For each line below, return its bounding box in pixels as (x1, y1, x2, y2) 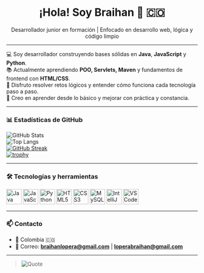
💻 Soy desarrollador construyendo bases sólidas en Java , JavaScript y (6, 50, 186, 57)
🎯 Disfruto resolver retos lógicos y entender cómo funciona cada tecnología (6, 81, 196, 88)
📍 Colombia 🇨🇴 (15, 236, 56, 243)
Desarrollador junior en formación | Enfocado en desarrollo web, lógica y (11, 26, 193, 33)
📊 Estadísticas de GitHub (6, 115, 83, 124)
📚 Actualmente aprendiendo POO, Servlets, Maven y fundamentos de (6, 66, 183, 73)
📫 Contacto (6, 219, 42, 228)
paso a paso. (6, 88, 39, 95)
